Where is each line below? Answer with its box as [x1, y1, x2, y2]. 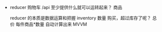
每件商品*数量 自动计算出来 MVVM [15, 21, 87, 27]
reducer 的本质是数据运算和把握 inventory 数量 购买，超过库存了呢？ [9, 15, 151, 21]
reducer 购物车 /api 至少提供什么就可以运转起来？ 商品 [9, 4, 122, 10]
